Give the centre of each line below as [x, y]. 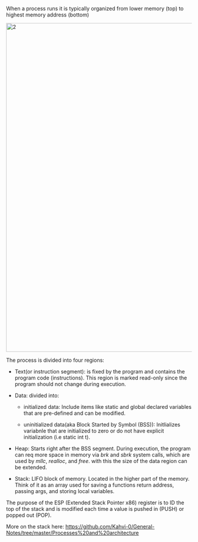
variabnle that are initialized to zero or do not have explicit [94, 431]
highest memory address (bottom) [48, 15]
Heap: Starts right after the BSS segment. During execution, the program [103, 448]
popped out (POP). [29, 515]
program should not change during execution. [70, 384]
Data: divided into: [37, 395]
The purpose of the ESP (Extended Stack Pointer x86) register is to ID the [95, 503]
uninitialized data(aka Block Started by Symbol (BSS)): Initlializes [102, 424]
